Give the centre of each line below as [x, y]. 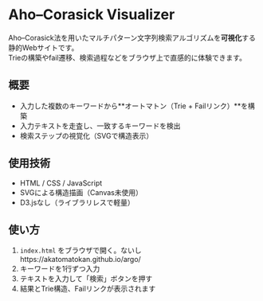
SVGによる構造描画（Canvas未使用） [81, 192]
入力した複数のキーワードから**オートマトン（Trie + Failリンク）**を [134, 106]
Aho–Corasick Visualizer [92, 15]
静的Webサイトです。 [43, 47]
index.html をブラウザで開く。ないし [80, 250]
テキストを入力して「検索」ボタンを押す [86, 279]
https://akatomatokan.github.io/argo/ [80, 260]
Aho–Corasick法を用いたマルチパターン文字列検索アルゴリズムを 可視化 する [132, 37]
